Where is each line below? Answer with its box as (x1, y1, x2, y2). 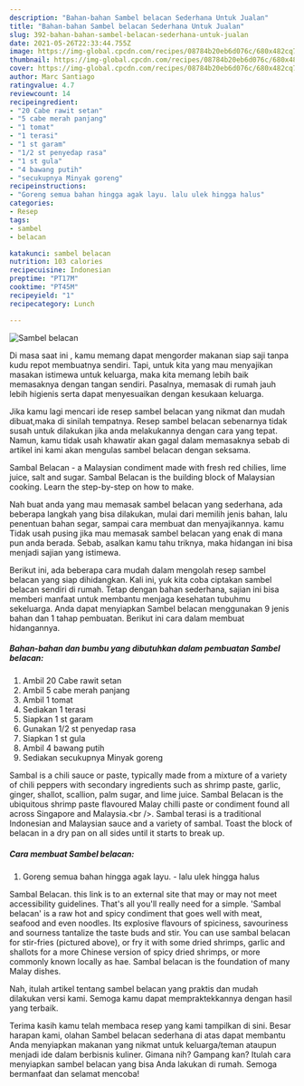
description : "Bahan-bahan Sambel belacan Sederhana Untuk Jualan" (9, 13, 270, 23)
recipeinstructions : (9, 182, 88, 191)
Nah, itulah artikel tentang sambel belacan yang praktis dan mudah (9, 984, 259, 994)
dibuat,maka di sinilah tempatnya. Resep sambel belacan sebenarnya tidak (9, 415, 288, 426)
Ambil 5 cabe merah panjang (22, 685, 130, 696)
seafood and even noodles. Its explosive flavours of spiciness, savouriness (9, 917, 289, 929)
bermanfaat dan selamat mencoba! (9, 1069, 140, 1080)
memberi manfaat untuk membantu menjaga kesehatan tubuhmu (9, 593, 251, 604)
